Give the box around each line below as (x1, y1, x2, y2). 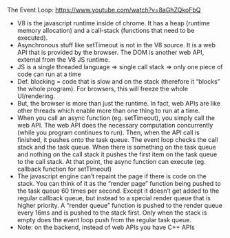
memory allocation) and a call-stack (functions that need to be (17, 27, 195, 34)
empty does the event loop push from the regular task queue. (17, 216, 191, 224)
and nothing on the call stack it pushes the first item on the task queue (17, 150, 218, 158)
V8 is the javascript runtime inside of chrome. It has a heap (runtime (17, 19, 210, 27)
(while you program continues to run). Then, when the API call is (17, 128, 200, 136)
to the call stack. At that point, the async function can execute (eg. (17, 158, 206, 165)
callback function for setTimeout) (17, 165, 112, 173)
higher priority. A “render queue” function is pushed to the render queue (17, 202, 222, 209)
